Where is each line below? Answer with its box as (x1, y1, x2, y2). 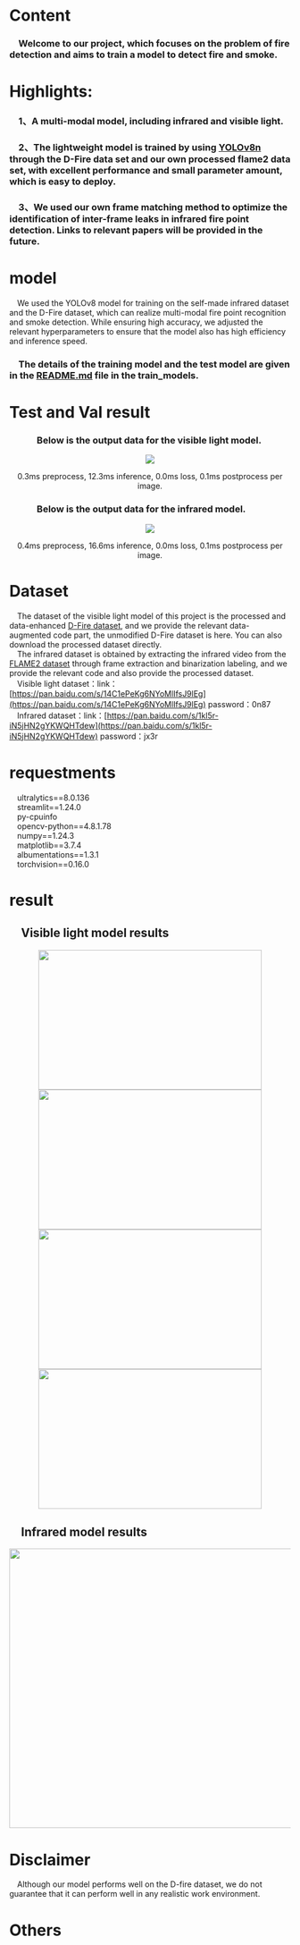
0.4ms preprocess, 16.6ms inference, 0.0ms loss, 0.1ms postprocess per (17, 540, 283, 551)
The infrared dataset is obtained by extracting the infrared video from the (17, 648, 287, 659)
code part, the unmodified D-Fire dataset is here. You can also (53, 630, 283, 640)
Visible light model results (21, 926, 170, 941)
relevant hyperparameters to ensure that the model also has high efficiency (9, 326, 287, 336)
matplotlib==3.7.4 (17, 840, 82, 850)
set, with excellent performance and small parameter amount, (9, 165, 283, 177)
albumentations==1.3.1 (17, 849, 100, 859)
